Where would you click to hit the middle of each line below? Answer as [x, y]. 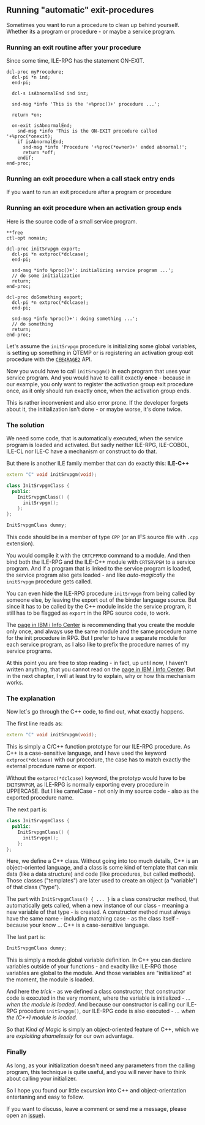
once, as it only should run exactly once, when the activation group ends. [99, 391]
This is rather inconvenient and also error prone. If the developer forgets [97, 402]
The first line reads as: [35, 723]
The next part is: [27, 809]
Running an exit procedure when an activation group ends [94, 208]
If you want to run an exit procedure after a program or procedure [89, 192]
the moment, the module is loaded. [50, 979]
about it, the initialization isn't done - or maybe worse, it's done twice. [94, 409]
